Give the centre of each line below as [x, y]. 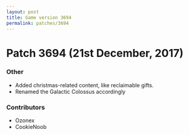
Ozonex [25, 120]
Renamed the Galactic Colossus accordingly [70, 91]
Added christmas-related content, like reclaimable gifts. [84, 85]
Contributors [26, 107]
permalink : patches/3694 [38, 23]
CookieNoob [31, 127]
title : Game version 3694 [39, 18]
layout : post [23, 12]
